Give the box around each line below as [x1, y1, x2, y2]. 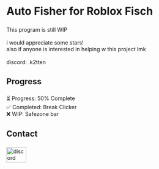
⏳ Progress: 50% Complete [6, 95, 75, 102]
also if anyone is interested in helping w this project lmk [6, 46, 147, 53]
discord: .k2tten [6, 59, 46, 66]
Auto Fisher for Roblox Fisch [6, 4, 153, 18]
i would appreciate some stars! [6, 39, 84, 46]
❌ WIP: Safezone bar [6, 110, 59, 118]
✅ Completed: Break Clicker [6, 104, 77, 111]
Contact [6, 128, 38, 138]
